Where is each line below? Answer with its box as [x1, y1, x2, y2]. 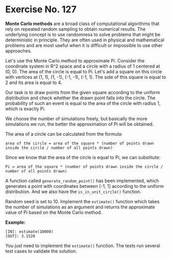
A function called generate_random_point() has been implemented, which [5, 178, 159, 184]
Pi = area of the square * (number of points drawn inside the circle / [5, 164, 163, 169]
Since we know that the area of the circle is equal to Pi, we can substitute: [5, 154, 161, 160]
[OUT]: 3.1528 [5, 233, 36, 239]
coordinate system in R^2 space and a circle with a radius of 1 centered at [5, 63, 160, 69]
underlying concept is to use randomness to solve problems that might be [5, 31, 161, 37]
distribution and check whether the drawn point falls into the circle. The [5, 95, 156, 101]
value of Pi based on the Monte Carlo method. [5, 209, 102, 216]
